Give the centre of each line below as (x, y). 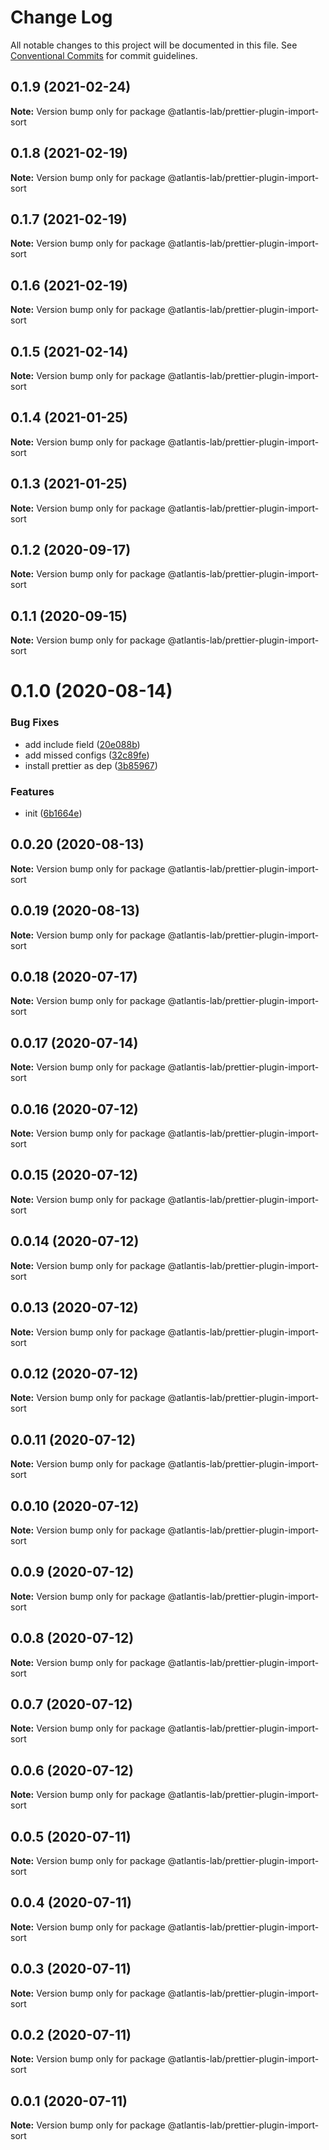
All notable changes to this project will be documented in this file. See (154, 45)
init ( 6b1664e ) (53, 813)
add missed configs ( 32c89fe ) (87, 755)
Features (32, 791)
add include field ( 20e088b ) (82, 744)
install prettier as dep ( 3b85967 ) (91, 765)
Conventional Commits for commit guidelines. (104, 55)
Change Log (61, 17)
